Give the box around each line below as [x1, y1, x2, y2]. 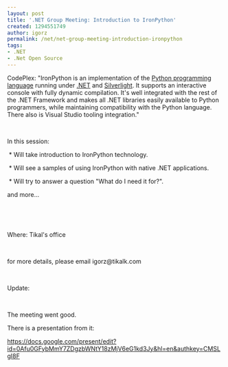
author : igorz [7, 29, 48, 36]
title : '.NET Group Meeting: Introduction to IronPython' [7, 17, 176, 23]
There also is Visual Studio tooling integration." [7, 110, 139, 118]
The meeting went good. [7, 311, 77, 319]
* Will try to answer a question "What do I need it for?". [8, 177, 163, 185]
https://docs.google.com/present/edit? [7, 337, 117, 345]
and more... [7, 190, 40, 198]
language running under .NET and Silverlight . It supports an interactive [7, 81, 207, 90]
